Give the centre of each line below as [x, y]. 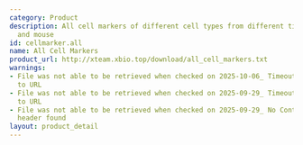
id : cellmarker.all [46, 43]
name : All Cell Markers [54, 51]
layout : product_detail [54, 127]
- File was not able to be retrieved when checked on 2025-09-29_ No [143, 110]
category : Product [44, 18]
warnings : [28, 68]
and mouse [36, 34]
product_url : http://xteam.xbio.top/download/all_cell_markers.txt [139, 59]
